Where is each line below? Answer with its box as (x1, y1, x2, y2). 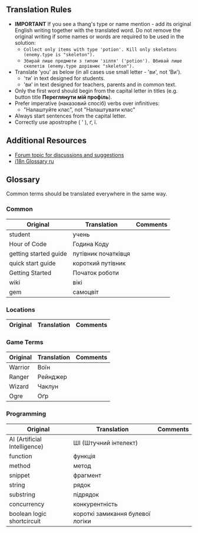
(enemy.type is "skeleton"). (23, 51, 95, 58)
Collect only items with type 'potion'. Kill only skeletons (23, 47, 177, 53)
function (9, 452, 32, 460)
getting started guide (9, 249, 67, 257)
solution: (14, 39, 36, 46)
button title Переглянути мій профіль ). (14, 93, 113, 100)
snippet (9, 471, 30, 479)
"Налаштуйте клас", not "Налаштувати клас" (23, 106, 136, 113)
